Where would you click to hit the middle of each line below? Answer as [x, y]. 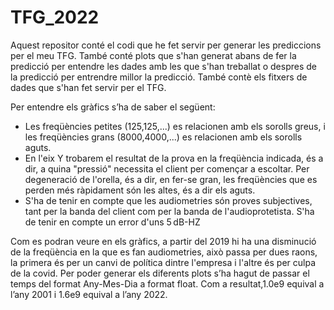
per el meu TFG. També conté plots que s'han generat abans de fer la [153, 55]
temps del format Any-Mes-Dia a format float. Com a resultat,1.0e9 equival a [167, 283]
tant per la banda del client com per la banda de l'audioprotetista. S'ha [169, 211]
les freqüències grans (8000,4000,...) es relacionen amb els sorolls [163, 137]
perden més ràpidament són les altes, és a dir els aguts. [140, 190]
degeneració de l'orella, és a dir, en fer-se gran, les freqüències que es [171, 179]
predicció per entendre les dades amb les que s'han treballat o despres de [163, 66]
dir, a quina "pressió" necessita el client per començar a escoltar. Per [167, 168]
